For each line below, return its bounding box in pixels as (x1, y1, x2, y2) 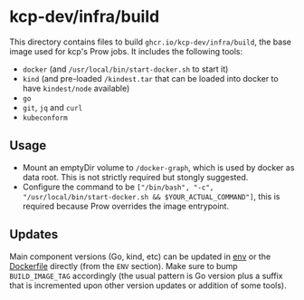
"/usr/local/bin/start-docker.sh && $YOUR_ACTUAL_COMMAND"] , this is (22, 190, 280, 201)
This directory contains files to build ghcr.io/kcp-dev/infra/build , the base (9, 36, 292, 47)
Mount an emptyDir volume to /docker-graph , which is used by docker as (22, 161, 295, 173)
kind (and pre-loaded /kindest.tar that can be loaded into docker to (22, 73, 279, 83)
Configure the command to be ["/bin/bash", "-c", (22, 181, 214, 192)
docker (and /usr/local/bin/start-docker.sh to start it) (22, 63, 229, 74)
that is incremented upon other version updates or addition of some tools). (9, 279, 287, 291)
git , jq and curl (22, 102, 83, 112)
